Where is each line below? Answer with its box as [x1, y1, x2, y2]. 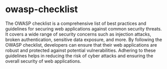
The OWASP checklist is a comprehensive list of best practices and [5, 20, 147, 26]
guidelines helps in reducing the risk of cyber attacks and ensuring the [5, 52, 154, 59]
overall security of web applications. [5, 58, 81, 64]
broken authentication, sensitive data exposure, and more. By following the [5, 37, 162, 43]
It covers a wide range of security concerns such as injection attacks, [5, 31, 151, 37]
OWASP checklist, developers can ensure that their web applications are [5, 42, 157, 48]
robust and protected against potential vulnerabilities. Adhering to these [5, 47, 156, 53]
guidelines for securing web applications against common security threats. [5, 25, 162, 31]
